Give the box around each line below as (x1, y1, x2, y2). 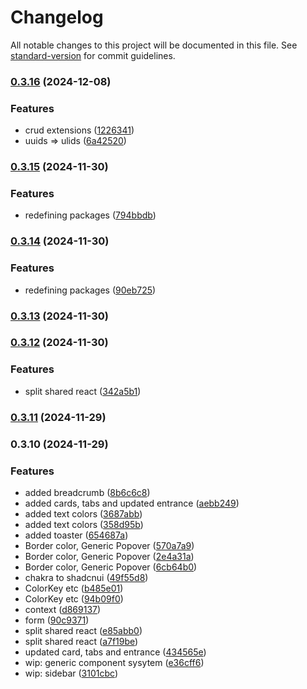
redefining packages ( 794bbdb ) (24, 209, 157, 221)
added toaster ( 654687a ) (24, 529, 129, 541)
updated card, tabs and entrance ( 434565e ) (24, 646, 207, 658)
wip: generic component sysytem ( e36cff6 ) (24, 656, 205, 668)
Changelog (10, 6, 104, 29)
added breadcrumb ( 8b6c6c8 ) (24, 486, 151, 498)
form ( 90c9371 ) (24, 614, 90, 626)
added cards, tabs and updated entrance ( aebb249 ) (24, 497, 240, 509)
